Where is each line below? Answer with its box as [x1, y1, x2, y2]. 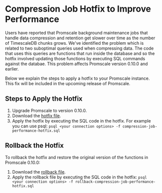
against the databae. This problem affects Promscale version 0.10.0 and [5, 61, 148, 67]
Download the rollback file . [12, 169, 66, 175]
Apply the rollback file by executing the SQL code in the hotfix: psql [12, 174, 147, 180]
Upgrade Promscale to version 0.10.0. [12, 107, 87, 113]
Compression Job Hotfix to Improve [5, 3, 151, 15]
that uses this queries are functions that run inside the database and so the [5, 50, 155, 56]
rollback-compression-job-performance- [75, 179, 156, 184]
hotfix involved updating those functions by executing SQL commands [5, 55, 146, 61]
